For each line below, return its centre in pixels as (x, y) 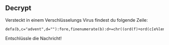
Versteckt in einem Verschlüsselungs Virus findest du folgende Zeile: (77, 20)
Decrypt (18, 8)
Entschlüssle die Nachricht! (33, 38)
